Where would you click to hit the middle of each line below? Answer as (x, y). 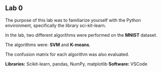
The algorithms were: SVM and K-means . (48, 45)
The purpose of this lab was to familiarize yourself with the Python (73, 20)
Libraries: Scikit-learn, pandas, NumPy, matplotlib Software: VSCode (76, 64)
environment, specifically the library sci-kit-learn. (56, 25)
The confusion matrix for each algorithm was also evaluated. (67, 54)
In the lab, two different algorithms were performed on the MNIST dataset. (81, 35)
